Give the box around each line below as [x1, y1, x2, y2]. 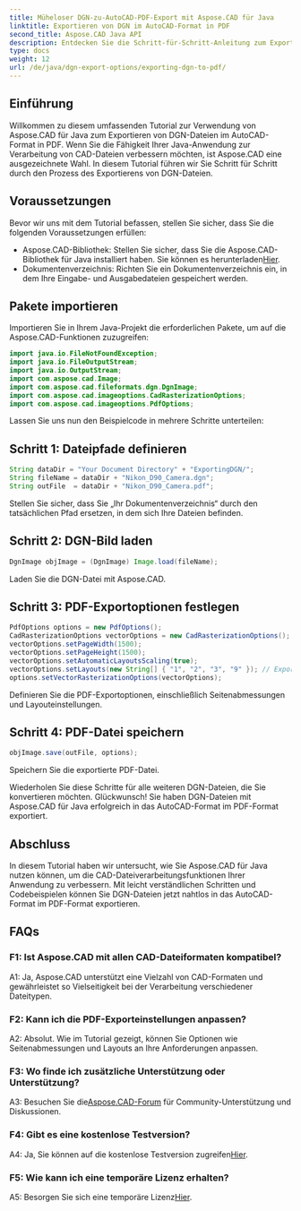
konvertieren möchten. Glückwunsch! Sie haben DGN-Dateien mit [9, 792, 252, 803]
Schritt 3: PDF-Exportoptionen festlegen [9, 599, 240, 614]
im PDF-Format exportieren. [37, 898, 141, 909]
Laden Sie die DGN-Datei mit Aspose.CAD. [9, 573, 166, 584]
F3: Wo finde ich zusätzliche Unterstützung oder [9, 1065, 226, 1078]
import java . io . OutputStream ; [9, 366, 123, 375]
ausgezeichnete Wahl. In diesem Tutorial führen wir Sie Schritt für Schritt [9, 158, 278, 168]
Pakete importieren [9, 298, 119, 313]
